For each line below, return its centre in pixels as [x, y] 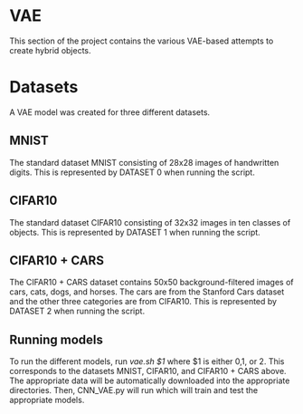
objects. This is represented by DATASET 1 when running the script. [135, 232]
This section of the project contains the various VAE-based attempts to [142, 41]
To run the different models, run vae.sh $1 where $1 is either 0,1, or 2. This [147, 361]
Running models [57, 339]
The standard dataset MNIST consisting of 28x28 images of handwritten [144, 162]
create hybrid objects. [51, 50]
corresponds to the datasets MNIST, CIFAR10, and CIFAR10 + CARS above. [148, 371]
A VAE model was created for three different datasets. [110, 112]
